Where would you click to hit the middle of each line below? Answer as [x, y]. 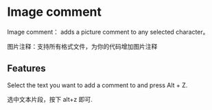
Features [26, 68]
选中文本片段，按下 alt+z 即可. [50, 99]
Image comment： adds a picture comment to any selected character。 [108, 32]
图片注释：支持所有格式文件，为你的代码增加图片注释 [82, 46]
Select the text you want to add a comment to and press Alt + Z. [97, 85]
